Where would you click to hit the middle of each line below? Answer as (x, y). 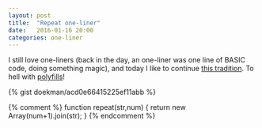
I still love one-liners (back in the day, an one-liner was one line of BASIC (127, 60)
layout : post (30, 15)
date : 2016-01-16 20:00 (51, 30)
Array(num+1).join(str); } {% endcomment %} (82, 116)
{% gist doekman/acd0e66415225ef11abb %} (82, 92)
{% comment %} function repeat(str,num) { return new (97, 107)
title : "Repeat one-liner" (55, 23)
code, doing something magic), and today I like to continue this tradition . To (131, 69)
